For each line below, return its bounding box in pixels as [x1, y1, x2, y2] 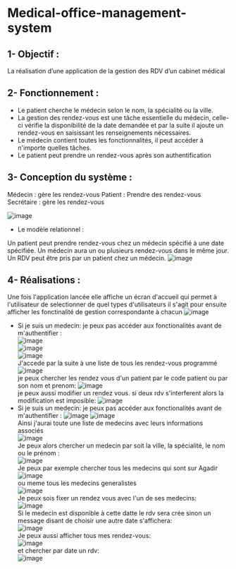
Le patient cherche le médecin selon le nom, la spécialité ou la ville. [17, 106, 213, 114]
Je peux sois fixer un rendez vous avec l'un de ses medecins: [17, 494, 197, 503]
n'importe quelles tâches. [17, 143, 92, 152]
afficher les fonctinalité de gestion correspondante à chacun [7, 308, 183, 316]
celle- [212, 113, 230, 121]
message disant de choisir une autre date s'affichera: [17, 517, 173, 525]
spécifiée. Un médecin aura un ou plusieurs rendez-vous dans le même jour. [7, 246, 229, 255]
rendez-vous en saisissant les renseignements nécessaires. [17, 128, 192, 137]
